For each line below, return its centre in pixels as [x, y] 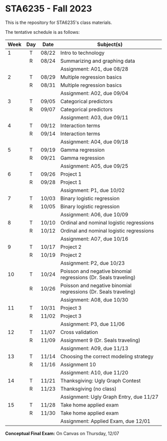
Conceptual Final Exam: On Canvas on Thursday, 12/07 [62, 433]
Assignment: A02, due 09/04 [94, 93]
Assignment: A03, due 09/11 [94, 117]
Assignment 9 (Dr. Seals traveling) [100, 340]
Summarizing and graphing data [98, 61]
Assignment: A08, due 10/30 [94, 300]
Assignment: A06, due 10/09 [94, 215]
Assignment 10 [78, 364]
